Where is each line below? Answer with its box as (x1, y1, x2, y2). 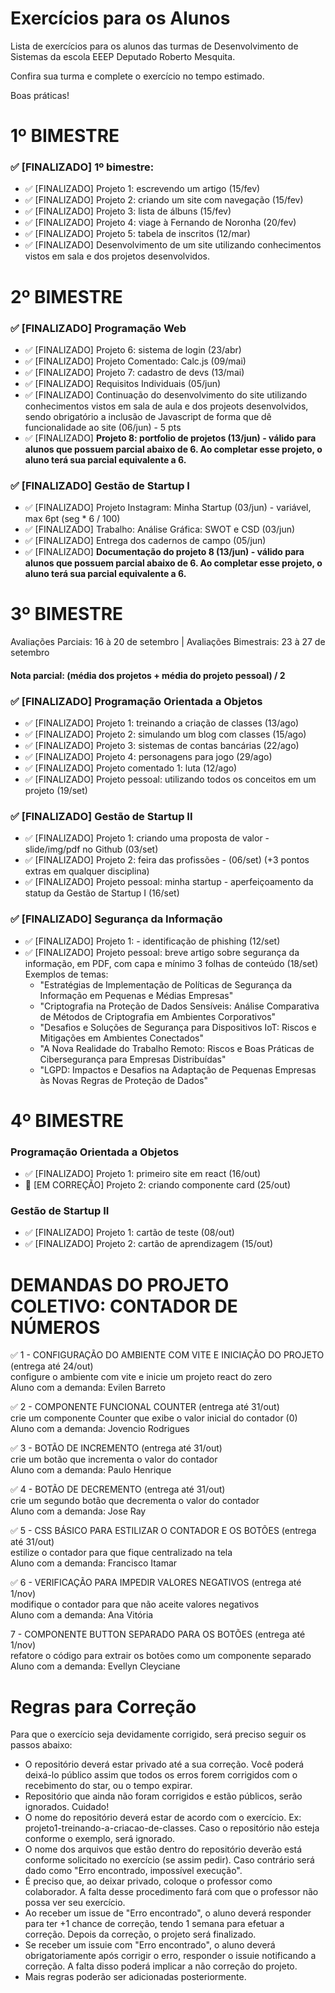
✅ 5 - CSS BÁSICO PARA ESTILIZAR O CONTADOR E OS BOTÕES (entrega (10, 1525, 317, 1537)
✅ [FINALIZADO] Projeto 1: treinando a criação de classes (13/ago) (24, 717, 300, 729)
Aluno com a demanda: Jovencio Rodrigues (10, 1423, 190, 1435)
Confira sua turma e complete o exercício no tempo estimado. (10, 70, 265, 82)
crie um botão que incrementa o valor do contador (10, 1453, 218, 1466)
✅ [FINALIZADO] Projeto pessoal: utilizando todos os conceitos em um (24, 773, 317, 786)
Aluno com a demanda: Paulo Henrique (10, 1464, 172, 1476)
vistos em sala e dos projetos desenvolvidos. (24, 250, 210, 262)
